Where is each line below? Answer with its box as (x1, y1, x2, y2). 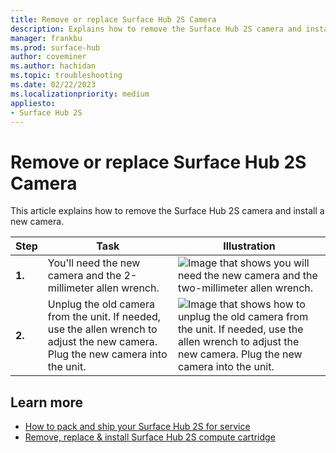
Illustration (223, 239, 276, 253)
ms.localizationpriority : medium (10, 89, 150, 99)
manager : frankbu (10, 33, 83, 43)
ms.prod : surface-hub (10, 42, 101, 53)
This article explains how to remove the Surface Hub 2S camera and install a (10, 205, 325, 217)
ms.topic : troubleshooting (10, 71, 123, 81)
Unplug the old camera (47, 297, 155, 311)
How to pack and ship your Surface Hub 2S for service (24, 421, 251, 433)
